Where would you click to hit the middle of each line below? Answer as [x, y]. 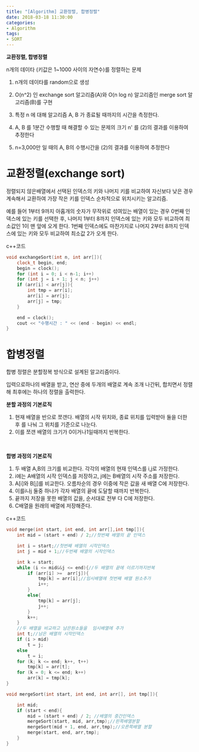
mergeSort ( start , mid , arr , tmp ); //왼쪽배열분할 [84, 722]
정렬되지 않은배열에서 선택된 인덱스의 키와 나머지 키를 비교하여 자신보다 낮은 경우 [100, 191]
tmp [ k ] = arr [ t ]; [49, 667]
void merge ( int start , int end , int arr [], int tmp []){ [75, 530]
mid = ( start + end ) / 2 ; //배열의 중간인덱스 [81, 716]
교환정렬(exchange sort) [66, 174]
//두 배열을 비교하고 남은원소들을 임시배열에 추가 [70, 629]
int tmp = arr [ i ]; [50, 291]
